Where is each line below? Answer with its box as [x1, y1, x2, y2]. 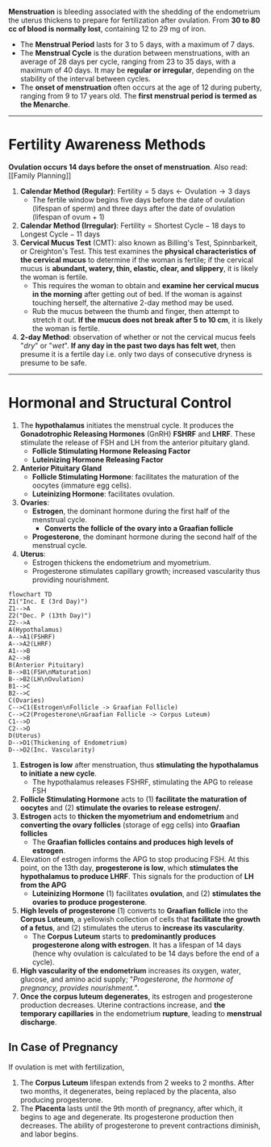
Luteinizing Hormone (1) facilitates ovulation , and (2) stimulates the [31, 888, 261, 898]
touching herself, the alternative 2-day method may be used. [31, 298, 234, 308]
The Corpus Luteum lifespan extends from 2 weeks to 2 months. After [19, 1078, 254, 1087]
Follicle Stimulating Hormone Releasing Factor [31, 446, 191, 455]
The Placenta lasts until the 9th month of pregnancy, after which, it [19, 1103, 244, 1113]
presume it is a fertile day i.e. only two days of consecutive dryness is [19, 349, 252, 358]
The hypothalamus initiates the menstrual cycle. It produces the [19, 420, 234, 430]
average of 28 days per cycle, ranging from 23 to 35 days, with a [19, 57, 236, 66]
